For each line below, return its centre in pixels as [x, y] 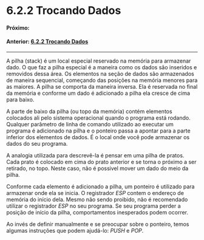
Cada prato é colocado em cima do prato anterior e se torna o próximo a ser [101, 162]
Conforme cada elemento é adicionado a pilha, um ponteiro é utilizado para [100, 187]
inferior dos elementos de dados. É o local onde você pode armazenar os [98, 137]
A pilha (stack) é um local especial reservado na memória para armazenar [99, 61]
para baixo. [20, 99]
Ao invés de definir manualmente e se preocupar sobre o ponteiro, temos [98, 224]
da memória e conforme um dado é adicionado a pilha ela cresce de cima [98, 93]
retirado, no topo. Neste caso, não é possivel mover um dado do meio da [97, 168]
